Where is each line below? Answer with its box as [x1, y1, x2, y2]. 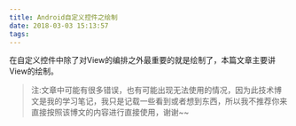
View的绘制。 [9, 66, 59, 76]
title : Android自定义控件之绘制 [9, 12, 118, 22]
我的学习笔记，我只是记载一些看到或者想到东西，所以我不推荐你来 [46, 96, 288, 106]
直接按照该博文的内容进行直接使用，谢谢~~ [30, 107, 190, 118]
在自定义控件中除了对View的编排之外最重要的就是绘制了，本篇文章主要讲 [9, 55, 277, 66]
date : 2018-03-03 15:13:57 [9, 21, 109, 30]
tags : [9, 29, 29, 38]
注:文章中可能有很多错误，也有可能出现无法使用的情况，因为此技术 [30, 85, 275, 96]
